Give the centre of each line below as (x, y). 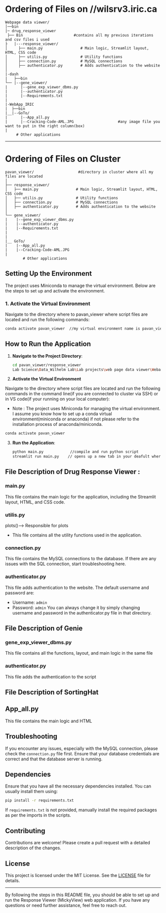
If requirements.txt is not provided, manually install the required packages (81, 810)
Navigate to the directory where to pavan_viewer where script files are (77, 314)
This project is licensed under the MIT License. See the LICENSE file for (78, 875)
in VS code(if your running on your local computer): (58, 399)
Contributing (25, 831)
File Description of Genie (44, 628)
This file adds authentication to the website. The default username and (77, 587)
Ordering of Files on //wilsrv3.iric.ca (81, 9)
